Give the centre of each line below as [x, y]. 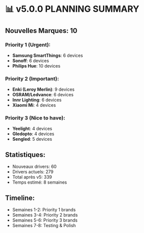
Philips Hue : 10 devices [36, 66]
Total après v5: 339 [32, 177]
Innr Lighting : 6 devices [37, 100]
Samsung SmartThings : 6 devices [48, 55]
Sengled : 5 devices [32, 139]
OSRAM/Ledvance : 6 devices [43, 95]
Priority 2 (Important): [32, 78]
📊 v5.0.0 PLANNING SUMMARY [72, 9]
